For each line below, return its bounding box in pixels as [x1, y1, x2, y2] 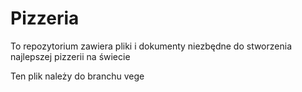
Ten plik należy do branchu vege [10, 70, 145, 82]
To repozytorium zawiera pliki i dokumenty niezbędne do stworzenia [10, 40, 292, 52]
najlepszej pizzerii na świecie [10, 50, 131, 62]
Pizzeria [10, 7, 80, 30]
